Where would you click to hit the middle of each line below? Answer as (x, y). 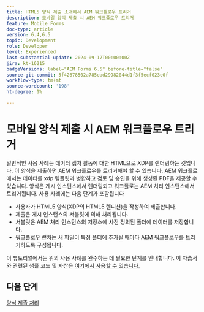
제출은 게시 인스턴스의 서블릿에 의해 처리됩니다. (72, 214)
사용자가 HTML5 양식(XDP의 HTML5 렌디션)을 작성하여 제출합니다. (96, 207)
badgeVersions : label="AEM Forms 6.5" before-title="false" (85, 69)
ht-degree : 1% (25, 92)
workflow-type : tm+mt (34, 80)
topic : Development (31, 40)
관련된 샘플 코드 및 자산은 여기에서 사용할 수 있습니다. (76, 265)
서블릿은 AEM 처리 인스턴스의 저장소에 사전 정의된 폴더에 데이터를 (94, 222)
